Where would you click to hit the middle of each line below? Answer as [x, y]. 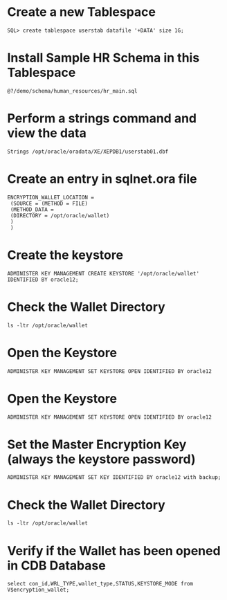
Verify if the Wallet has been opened [114, 551]
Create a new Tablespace [81, 12]
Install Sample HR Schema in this [103, 58]
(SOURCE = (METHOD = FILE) [49, 203]
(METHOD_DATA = [32, 209]
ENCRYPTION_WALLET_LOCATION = [51, 197]
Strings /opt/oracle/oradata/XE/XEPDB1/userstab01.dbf [88, 152]
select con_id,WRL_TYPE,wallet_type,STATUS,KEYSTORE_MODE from [100, 584]
